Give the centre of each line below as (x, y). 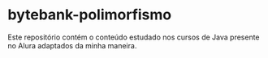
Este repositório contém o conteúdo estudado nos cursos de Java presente (134, 37)
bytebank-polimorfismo (90, 15)
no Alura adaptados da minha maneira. (72, 45)
